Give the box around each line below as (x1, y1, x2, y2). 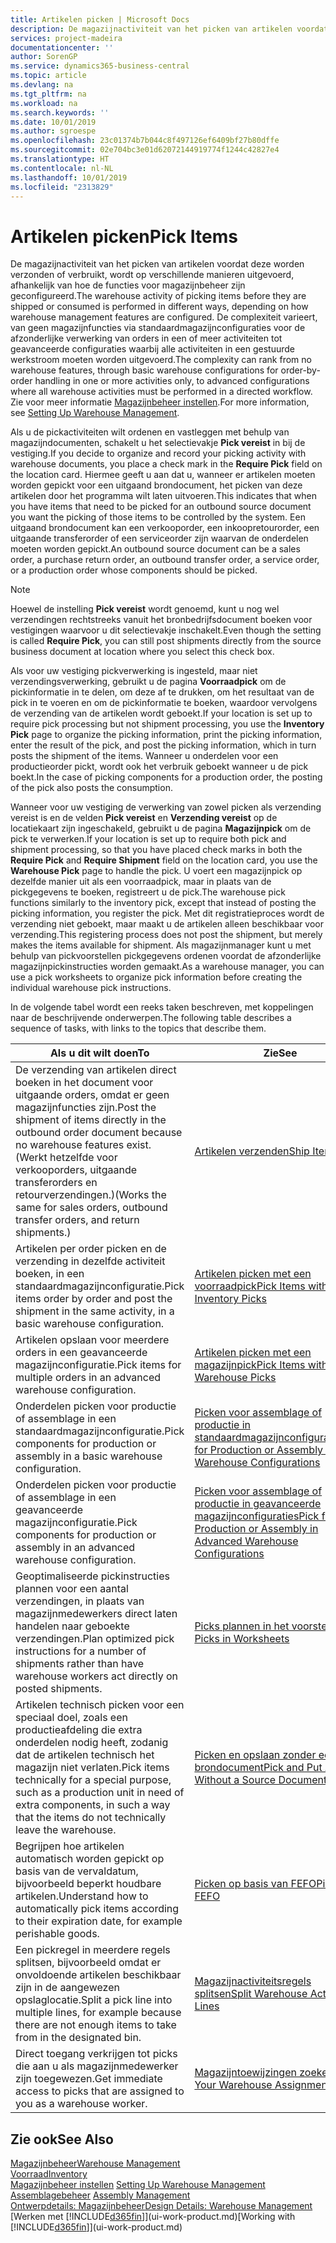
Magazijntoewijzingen (194, 2066, 297, 2080)
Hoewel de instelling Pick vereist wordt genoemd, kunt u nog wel (10, 603, 280, 615)
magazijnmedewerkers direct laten (15, 1607, 178, 1621)
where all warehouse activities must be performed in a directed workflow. (10, 386, 313, 398)
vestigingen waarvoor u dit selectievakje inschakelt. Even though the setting (10, 624, 322, 636)
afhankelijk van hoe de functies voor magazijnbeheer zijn (10, 279, 246, 291)
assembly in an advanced (15, 1541, 136, 1555)
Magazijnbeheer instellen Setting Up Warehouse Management (10, 2179, 266, 2191)
